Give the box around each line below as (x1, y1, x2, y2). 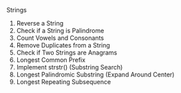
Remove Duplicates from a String (16, 41, 111, 49)
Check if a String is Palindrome (16, 27, 105, 34)
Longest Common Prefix (16, 56, 86, 64)
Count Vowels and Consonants (16, 34, 105, 42)
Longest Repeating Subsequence (16, 78, 111, 85)
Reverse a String (16, 19, 64, 27)
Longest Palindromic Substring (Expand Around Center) (16, 70, 175, 79)
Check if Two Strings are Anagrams (16, 48, 118, 56)
